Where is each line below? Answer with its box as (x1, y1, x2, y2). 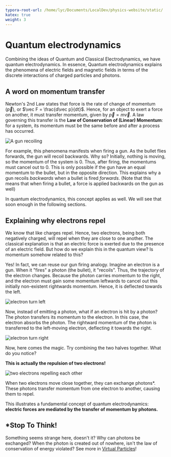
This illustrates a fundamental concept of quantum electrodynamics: (5, 401, 149, 407)
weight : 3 (5, 17, 27, 22)
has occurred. (5, 128, 35, 134)
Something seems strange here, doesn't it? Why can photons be (5, 434, 140, 441)
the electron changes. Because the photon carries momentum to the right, (5, 272, 161, 278)
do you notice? (5, 350, 37, 356)
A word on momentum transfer (5, 87, 105, 96)
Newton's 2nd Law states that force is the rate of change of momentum (5, 101, 156, 107)
